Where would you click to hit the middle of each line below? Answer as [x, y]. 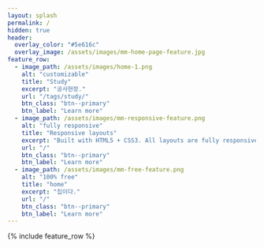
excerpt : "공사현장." [54, 89]
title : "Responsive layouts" [69, 133]
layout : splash [32, 15]
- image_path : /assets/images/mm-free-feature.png [99, 170]
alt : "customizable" [55, 74]
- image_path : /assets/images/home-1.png [84, 67]
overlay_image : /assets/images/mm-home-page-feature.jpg [110, 52]
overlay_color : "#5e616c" [57, 45]
